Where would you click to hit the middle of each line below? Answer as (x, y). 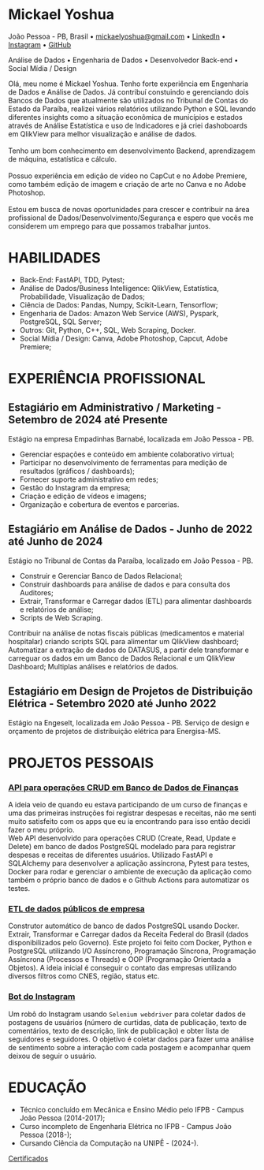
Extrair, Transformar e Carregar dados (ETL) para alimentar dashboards (136, 601)
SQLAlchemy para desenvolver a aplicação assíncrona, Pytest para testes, (129, 863)
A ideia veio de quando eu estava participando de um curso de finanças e (128, 804)
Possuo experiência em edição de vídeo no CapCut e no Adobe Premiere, (128, 176)
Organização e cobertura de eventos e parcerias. (99, 504)
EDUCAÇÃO (47, 1088)
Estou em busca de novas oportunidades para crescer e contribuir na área (129, 209)
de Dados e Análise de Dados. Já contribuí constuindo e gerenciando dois (129, 91)
